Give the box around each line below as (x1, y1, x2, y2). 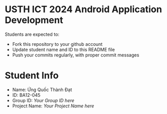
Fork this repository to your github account (12, 41, 103, 47)
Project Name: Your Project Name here (12, 103, 94, 109)
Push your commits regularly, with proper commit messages (12, 52, 139, 58)
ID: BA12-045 (12, 92, 40, 98)
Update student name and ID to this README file (12, 46, 115, 52)
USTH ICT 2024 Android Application (5, 4, 162, 15)
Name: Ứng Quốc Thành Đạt (12, 87, 72, 93)
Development (5, 14, 64, 26)
